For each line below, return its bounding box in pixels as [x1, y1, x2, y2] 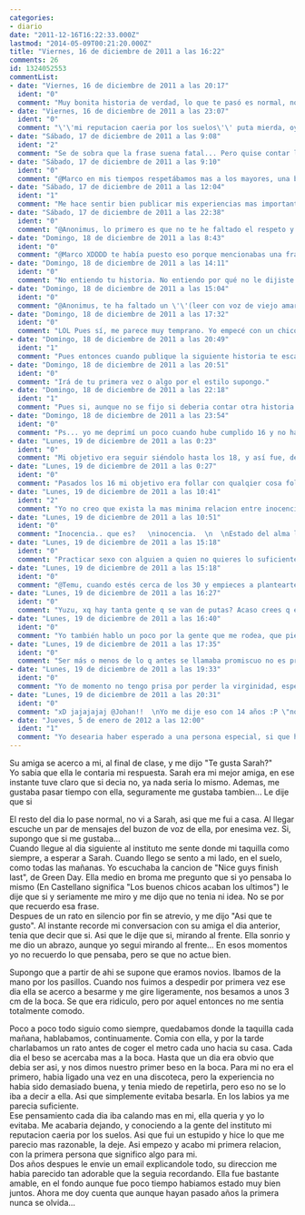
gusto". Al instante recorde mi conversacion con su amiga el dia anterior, [9, 920, 280, 931]
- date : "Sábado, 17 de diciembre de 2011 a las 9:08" [9, 132, 221, 141]
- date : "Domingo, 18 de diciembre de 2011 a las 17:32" [9, 309, 230, 319]
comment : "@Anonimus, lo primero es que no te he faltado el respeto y [17, 225, 295, 234]
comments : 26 [9, 56, 59, 65]
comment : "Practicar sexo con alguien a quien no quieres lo [17, 554, 254, 564]
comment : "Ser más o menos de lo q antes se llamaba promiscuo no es [17, 656, 286, 665]
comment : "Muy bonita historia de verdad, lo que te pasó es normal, [17, 97, 286, 107]
